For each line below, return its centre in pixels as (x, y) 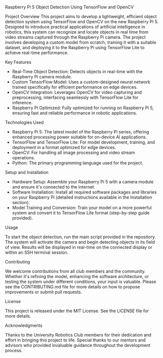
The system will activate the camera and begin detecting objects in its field (80, 242)
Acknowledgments (24, 325)
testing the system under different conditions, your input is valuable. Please (81, 282)
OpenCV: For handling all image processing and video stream (73, 152)
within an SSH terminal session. (37, 252)
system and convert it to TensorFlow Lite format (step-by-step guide (81, 213)
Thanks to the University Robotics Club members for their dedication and (78, 335)
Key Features (18, 62)
